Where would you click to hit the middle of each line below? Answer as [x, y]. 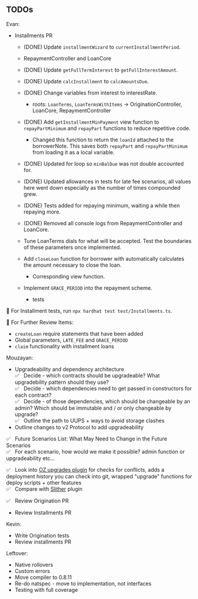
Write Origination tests [42, 535]
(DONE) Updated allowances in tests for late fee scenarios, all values [107, 181]
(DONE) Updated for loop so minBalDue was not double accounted [104, 163]
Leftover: [17, 553]
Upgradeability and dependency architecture [69, 369]
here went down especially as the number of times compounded [102, 187]
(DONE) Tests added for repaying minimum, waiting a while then [102, 205]
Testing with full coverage [46, 590]
